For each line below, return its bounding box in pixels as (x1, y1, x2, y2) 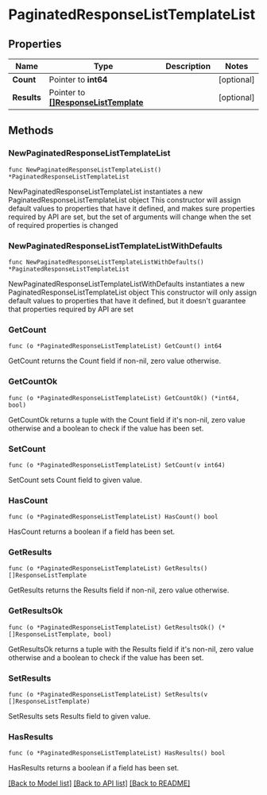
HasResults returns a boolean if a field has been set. (8, 763, 180, 773)
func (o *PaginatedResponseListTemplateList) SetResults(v (8, 691, 208, 699)
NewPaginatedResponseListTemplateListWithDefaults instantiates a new (8, 279, 245, 288)
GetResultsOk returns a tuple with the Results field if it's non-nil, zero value (8, 644, 254, 654)
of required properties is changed (8, 220, 118, 230)
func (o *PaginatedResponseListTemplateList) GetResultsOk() (8, 623, 215, 631)
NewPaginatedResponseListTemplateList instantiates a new (8, 187, 203, 196)
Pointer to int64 (48, 74, 108, 85)
